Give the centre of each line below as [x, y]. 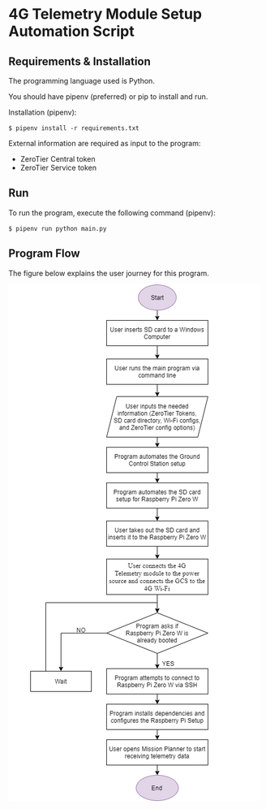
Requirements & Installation [80, 61]
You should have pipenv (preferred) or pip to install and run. [108, 97]
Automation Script [72, 31]
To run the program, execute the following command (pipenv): [112, 213]
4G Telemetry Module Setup [105, 14]
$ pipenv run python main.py [58, 228]
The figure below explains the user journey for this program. [109, 273]
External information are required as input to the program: [105, 143]
